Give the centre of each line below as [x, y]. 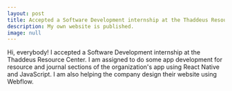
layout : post [26, 13]
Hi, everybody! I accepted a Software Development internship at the [104, 52]
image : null [24, 33]
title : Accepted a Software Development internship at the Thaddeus [108, 20]
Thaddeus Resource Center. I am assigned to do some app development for [115, 60]
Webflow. [20, 82]
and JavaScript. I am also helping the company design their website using [112, 74]
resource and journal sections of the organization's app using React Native [113, 67]
